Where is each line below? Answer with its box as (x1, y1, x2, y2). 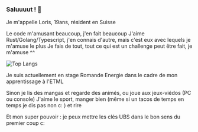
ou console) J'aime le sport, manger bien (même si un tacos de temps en (6, 95, 184, 103)
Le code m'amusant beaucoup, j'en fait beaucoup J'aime (6, 30, 145, 37)
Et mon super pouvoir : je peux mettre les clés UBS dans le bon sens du (6, 113, 180, 120)
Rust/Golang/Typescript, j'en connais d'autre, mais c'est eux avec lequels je (6, 37, 191, 44)
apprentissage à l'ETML (6, 78, 64, 85)
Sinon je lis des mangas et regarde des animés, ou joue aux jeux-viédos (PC (6, 90, 191, 97)
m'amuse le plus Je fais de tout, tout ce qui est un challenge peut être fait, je (6, 42, 193, 49)
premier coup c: (6, 120, 46, 127)
